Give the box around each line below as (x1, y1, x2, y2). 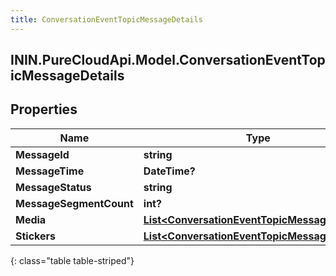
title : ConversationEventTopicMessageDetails (10, 14, 203, 25)
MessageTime (15, 164, 85, 178)
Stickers (15, 229, 57, 243)
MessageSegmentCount (15, 196, 134, 210)
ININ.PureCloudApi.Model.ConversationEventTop (10, 52, 326, 69)
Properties (10, 101, 78, 118)
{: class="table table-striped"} (10, 254, 135, 266)
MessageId (15, 147, 70, 161)
